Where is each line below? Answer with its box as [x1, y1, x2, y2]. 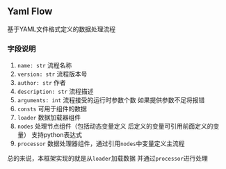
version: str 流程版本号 [17, 70, 88, 79]
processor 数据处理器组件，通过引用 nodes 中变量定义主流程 [17, 139, 185, 148]
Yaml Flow [7, 6, 53, 17]
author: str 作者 [17, 79, 66, 87]
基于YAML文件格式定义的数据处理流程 [7, 24, 116, 33]
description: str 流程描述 [17, 87, 94, 96]
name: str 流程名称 [17, 61, 72, 70]
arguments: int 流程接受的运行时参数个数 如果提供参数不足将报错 [17, 96, 205, 104]
